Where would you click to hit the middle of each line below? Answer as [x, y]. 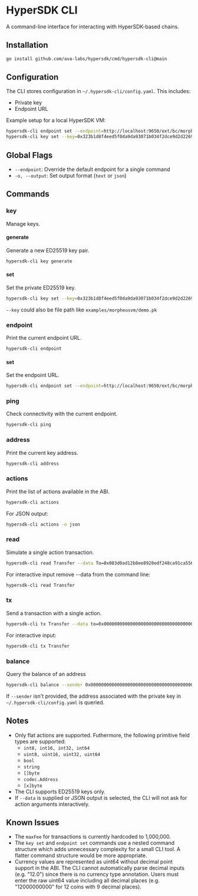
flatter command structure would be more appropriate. [81, 855]
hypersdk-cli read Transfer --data [50, 563]
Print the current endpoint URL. [44, 338]
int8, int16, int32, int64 [57, 748]
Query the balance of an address [46, 674]
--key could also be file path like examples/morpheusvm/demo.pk [82, 310]
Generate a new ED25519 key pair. [48, 250]
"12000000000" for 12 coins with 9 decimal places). [78, 887]
